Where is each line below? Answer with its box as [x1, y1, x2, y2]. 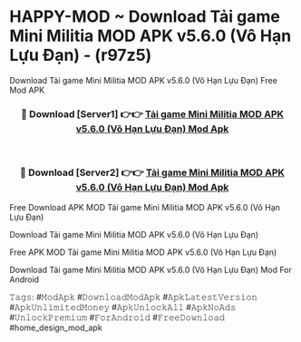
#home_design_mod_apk [9, 322, 102, 333]
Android [9, 274, 39, 285]
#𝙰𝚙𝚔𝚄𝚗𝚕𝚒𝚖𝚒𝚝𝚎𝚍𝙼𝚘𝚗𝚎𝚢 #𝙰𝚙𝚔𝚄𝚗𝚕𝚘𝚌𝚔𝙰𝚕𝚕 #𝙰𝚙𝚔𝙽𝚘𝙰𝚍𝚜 [9, 301, 237, 312]
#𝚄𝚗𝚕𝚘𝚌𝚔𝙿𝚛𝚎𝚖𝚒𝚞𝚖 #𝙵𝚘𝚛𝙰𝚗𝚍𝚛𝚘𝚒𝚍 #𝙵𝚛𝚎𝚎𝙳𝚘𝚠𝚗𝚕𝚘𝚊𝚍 [9, 311, 225, 323]
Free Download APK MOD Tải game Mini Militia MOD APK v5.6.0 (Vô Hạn [9, 201, 281, 212]
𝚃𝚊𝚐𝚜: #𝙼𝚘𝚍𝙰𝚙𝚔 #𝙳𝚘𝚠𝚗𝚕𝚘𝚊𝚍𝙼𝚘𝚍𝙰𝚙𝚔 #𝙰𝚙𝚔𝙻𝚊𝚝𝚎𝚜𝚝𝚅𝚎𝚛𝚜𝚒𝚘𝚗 [9, 291, 258, 302]
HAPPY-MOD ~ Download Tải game [9, 6, 281, 27]
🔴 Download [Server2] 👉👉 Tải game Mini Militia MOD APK [19, 166, 286, 179]
